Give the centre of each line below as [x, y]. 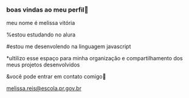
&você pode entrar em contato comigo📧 [56, 77]
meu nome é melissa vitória [41, 23]
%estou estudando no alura [41, 35]
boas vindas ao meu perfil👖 [47, 10]
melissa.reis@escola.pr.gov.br [44, 88]
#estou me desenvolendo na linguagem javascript [69, 47]
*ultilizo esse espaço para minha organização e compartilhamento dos [95, 58]
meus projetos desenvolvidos [43, 65]
